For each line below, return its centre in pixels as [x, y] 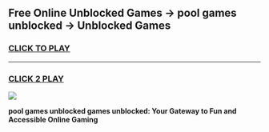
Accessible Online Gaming [53, 119]
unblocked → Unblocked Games [90, 26]
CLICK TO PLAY [39, 49]
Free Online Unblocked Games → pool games [123, 13]
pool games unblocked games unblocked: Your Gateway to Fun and [122, 110]
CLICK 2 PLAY [36, 78]
